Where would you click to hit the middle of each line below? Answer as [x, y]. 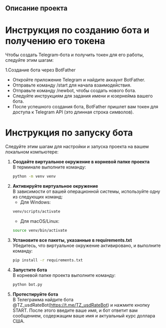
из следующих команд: [38, 197]
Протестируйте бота [35, 294]
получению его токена [55, 41]
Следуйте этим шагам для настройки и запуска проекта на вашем [77, 147]
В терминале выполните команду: [49, 167]
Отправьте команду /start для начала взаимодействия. [72, 85]
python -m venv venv [34, 177]
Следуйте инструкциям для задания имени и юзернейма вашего [82, 96]
